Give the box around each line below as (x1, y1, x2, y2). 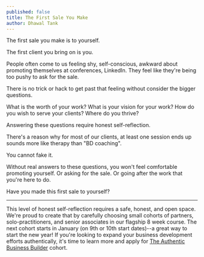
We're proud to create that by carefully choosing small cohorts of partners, (6, 212, 194, 219)
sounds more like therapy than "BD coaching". (6, 140, 122, 147)
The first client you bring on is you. (6, 49, 93, 56)
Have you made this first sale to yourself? (6, 188, 110, 195)
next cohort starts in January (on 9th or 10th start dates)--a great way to (6, 225, 188, 232)
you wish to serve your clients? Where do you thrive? (6, 110, 139, 117)
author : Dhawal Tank (6, 20, 59, 26)
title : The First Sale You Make (6, 15, 88, 21)
